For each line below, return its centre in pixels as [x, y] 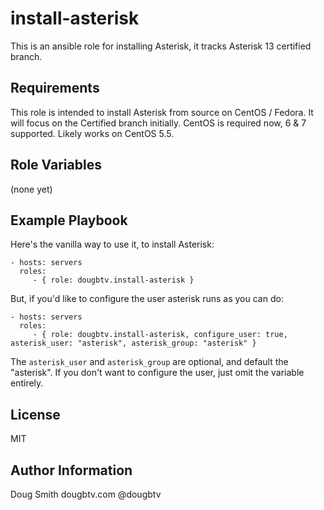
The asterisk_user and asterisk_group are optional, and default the [149, 362]
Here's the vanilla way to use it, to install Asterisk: [112, 244]
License [35, 414]
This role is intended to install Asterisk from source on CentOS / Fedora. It [162, 112]
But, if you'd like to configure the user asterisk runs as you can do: [147, 299]
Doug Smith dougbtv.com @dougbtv [86, 494]
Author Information [71, 470]
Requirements [55, 88]
